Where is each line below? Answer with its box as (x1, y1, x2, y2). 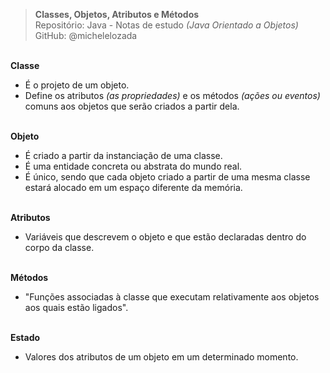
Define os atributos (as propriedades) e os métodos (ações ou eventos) (24, 90, 321, 101)
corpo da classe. (24, 242, 95, 253)
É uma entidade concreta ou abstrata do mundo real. (24, 160, 243, 172)
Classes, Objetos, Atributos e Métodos (34, 9, 200, 20)
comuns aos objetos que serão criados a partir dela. (24, 100, 240, 112)
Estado (10, 332, 41, 343)
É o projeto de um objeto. (24, 79, 130, 91)
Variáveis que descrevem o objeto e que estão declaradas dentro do (24, 231, 307, 243)
